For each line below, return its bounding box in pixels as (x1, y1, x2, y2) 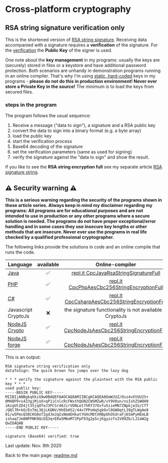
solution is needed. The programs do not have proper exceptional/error (5, 218, 156, 224)
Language (7, 261, 32, 268)
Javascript (7, 306, 32, 313)
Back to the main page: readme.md (5, 452, 77, 458)
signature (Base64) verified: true (5, 434, 79, 439)
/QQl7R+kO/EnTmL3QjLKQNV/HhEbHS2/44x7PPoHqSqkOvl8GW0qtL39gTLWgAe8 (5, 407, 149, 413)
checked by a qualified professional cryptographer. (5, 234, 114, 240)
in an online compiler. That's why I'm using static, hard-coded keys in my (5, 73, 156, 78)
